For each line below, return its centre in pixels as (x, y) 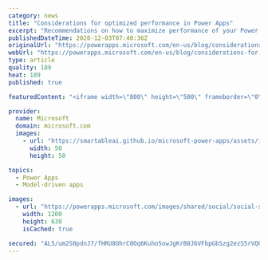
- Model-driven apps (49, 185)
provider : (25, 111)
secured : (23, 243)
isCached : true (48, 229)
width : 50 (45, 148)
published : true (35, 82)
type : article (32, 61)
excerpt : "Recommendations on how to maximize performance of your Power (134, 30)
